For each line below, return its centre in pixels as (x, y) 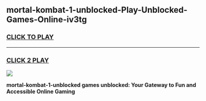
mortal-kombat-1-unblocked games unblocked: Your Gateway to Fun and (101, 84)
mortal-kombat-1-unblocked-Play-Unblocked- (97, 10)
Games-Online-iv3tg (47, 20)
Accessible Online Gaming (41, 91)
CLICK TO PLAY (30, 37)
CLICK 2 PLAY (28, 60)
